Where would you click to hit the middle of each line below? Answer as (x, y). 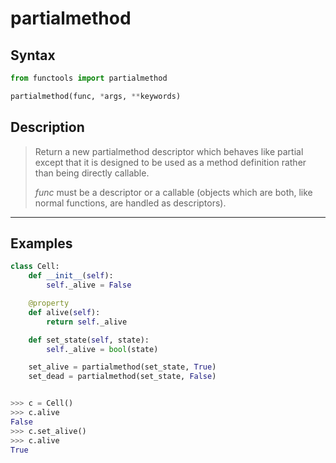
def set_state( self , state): (89, 340)
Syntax (33, 55)
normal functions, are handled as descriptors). (130, 203)
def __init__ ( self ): (71, 276)
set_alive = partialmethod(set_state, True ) (122, 367)
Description (47, 127)
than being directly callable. (92, 173)
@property (49, 303)
